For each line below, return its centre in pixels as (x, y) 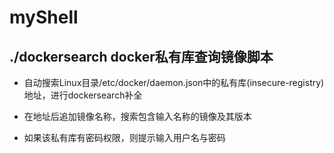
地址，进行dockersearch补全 (83, 95)
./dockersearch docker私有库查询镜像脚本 (141, 56)
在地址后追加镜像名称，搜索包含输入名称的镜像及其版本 (137, 116)
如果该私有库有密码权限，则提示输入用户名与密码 (124, 137)
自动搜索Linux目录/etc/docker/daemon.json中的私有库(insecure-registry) (174, 82)
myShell (44, 17)
